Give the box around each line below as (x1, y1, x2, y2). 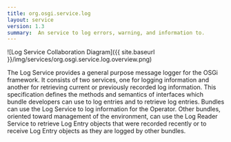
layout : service (7, 16, 54, 23)
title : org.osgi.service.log (7, 10, 91, 17)
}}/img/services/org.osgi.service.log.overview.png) (7, 56, 152, 64)
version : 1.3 (7, 23, 45, 29)
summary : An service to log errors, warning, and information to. (7, 29, 205, 36)
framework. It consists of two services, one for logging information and (7, 76, 209, 84)
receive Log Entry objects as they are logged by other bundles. (7, 127, 186, 135)
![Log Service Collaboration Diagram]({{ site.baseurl (7, 48, 155, 56)
